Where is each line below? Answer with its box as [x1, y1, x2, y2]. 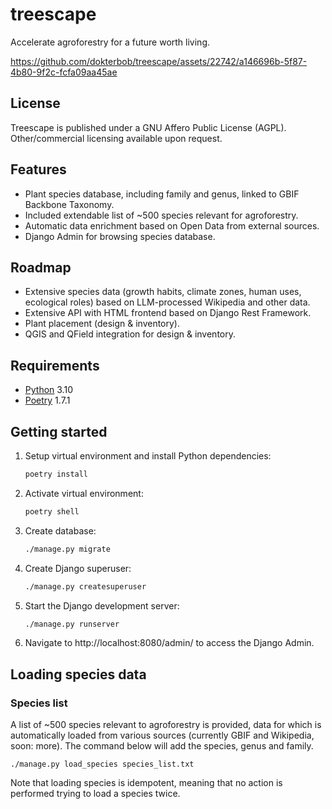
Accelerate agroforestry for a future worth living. [10, 36, 210, 48]
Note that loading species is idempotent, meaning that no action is [10, 777, 283, 789]
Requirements [10, 357, 100, 374]
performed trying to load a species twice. [10, 788, 181, 800]
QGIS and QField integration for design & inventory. [24, 328, 236, 340]
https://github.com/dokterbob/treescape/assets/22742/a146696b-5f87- [10, 55, 308, 67]
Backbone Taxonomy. [24, 198, 115, 210]
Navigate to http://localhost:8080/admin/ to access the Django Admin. [24, 637, 315, 649]
